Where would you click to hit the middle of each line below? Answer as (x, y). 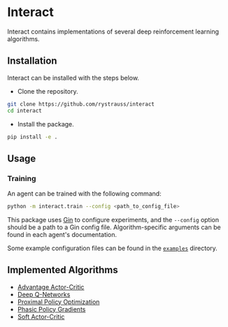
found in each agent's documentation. (62, 234)
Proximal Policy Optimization (58, 302)
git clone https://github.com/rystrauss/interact (81, 104)
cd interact (24, 110)
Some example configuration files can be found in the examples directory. (113, 248)
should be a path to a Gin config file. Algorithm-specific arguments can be (114, 227)
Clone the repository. (48, 91)
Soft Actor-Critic (41, 317)
